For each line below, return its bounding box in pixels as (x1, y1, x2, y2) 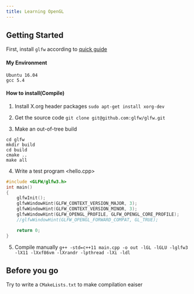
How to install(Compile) (6, 90, 65, 97)
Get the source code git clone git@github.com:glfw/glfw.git (14, 114, 166, 121)
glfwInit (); (16, 195, 46, 201)
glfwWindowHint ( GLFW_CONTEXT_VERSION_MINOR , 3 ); (16, 206, 138, 212)
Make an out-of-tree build (14, 125, 77, 132)
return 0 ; (16, 227, 41, 233)
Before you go (6, 265, 59, 275)
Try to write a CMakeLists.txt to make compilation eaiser (6, 281, 143, 288)
